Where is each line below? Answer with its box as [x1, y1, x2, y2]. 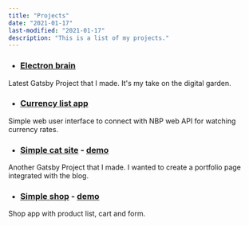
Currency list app [19, 98, 89, 109]
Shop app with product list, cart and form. [8, 208, 146, 219]
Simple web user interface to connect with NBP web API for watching [8, 116, 236, 126]
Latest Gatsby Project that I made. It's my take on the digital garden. [8, 78, 231, 88]
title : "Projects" [8, 11, 69, 20]
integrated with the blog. [8, 171, 89, 181]
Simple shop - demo [19, 191, 100, 202]
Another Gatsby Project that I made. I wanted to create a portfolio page [8, 162, 242, 172]
